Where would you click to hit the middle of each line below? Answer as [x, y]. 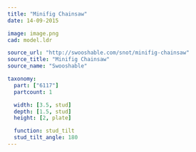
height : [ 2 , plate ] [43, 118]
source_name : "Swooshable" [47, 66]
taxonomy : [22, 79]
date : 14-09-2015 [33, 21]
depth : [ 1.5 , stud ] [43, 112]
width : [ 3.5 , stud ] [43, 105]
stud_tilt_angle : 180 [46, 138]
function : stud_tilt [44, 131]
